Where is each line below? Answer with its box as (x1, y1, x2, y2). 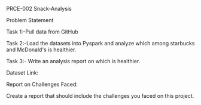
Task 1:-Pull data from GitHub (6, 28, 79, 35)
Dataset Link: (6, 69, 39, 76)
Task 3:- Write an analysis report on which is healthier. (6, 58, 141, 64)
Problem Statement (6, 17, 54, 23)
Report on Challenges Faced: (6, 81, 78, 88)
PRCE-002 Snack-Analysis (6, 5, 72, 12)
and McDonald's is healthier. (6, 46, 77, 53)
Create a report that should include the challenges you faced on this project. (6, 92, 194, 99)
